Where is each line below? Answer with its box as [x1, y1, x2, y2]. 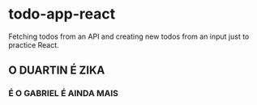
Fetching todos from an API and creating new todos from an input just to [8, 31, 250, 41]
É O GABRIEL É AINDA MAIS [8, 88, 119, 99]
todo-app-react [8, 5, 116, 23]
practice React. [8, 40, 59, 49]
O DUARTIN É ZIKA [8, 64, 105, 78]
